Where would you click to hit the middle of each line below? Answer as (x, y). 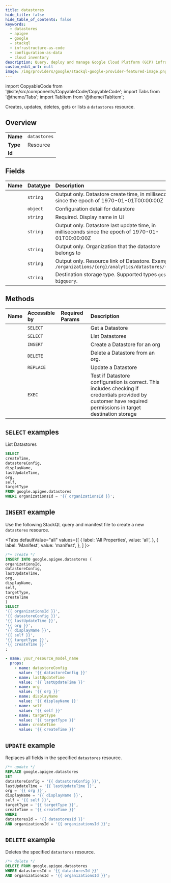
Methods (20, 299)
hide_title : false (25, 15)
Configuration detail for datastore (95, 208)
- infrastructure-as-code (37, 48)
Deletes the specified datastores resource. (50, 852)
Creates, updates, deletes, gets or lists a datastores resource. (70, 107)
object (35, 209)
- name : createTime (35, 725)
